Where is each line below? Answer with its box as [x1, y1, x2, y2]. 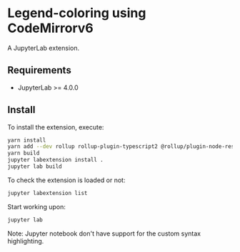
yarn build [7, 149, 40, 157]
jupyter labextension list [7, 189, 88, 196]
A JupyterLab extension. [7, 43, 80, 52]
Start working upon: [7, 202, 66, 211]
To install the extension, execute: [7, 122, 104, 131]
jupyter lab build [7, 163, 62, 170]
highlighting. [7, 236, 44, 245]
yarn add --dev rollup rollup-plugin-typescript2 [7, 143, 159, 150]
